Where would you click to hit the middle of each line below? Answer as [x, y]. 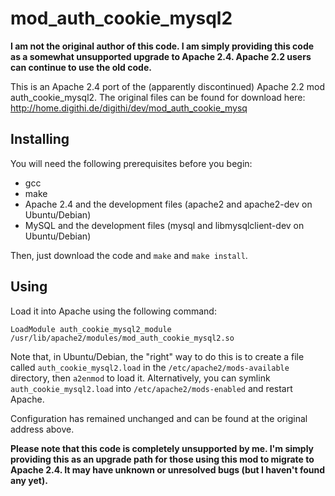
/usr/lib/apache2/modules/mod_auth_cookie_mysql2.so [122, 338]
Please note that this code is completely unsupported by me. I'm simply [162, 448]
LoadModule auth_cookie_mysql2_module [91, 329]
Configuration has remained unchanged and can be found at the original [159, 418]
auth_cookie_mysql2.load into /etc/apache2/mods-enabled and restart [151, 388]
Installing [40, 139]
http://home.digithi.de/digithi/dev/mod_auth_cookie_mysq [129, 108]
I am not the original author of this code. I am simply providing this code [162, 46]
